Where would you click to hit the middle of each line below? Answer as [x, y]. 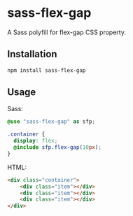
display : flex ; [36, 141]
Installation [32, 54]
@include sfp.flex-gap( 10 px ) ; [57, 147]
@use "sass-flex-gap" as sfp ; [51, 122]
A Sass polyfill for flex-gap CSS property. [66, 32]
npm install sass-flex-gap [47, 70]
